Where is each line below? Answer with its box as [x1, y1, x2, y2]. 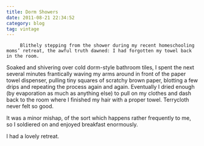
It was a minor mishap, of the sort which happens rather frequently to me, [6, 114, 191, 122]
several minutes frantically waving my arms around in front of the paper [6, 71, 186, 78]
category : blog [6, 20, 45, 26]
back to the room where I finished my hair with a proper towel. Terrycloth [6, 96, 189, 103]
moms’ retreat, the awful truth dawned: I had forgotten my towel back [6, 48, 192, 54]
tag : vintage [6, 26, 40, 32]
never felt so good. [6, 103, 54, 110]
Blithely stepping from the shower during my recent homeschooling [19, 43, 195, 49]
